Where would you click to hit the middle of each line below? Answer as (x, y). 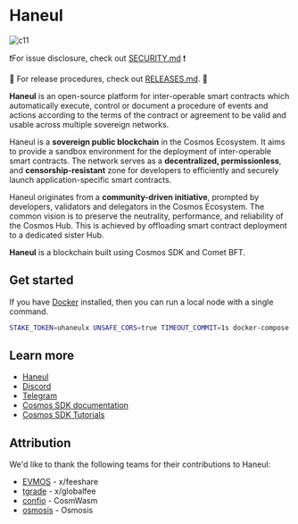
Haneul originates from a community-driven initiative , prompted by (134, 196)
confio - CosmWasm (60, 501)
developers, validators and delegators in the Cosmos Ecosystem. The (137, 206)
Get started (41, 281)
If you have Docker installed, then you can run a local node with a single (141, 302)
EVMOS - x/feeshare (60, 482)
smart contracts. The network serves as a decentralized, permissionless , (145, 161)
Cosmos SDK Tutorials (63, 415)
